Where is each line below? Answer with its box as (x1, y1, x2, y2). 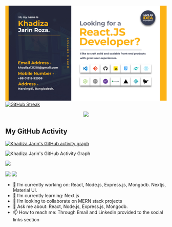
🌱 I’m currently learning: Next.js (12, 193, 79, 199)
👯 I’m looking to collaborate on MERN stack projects (12, 198, 122, 204)
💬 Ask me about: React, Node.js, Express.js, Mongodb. (12, 203, 128, 210)
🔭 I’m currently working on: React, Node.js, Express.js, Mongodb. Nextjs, (12, 182, 166, 188)
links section (12, 217, 40, 223)
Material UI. (12, 187, 37, 193)
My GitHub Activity (5, 127, 68, 136)
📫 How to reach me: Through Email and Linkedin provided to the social (12, 209, 163, 216)
